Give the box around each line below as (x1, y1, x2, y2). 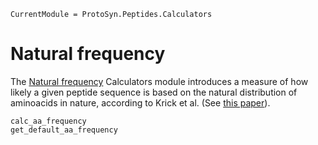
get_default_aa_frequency (10, 125, 118, 135)
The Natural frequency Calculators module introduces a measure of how (10, 75, 309, 87)
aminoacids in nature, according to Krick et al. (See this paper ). (10, 96, 271, 109)
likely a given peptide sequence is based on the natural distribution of (10, 86, 298, 98)
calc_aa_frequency (10, 116, 87, 126)
